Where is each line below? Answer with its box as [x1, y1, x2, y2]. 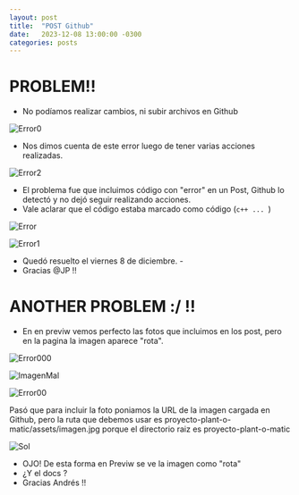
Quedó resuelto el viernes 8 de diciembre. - [21, 256, 184, 266]
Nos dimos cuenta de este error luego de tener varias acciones [21, 140, 256, 152]
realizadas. [21, 150, 64, 161]
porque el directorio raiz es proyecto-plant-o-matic [101, 424, 291, 434]
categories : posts [9, 38, 78, 47]
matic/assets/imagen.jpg [9, 424, 100, 434]
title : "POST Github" [9, 21, 94, 30]
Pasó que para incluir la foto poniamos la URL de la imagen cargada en [9, 405, 270, 415]
